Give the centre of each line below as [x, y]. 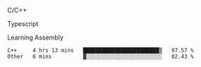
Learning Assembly [35, 37]
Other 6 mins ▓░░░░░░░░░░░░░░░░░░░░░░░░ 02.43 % [100, 56]
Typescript [23, 24]
